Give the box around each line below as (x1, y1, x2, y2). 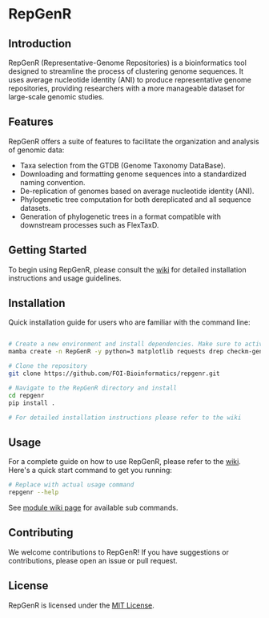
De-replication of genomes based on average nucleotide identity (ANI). (19, 186, 255, 196)
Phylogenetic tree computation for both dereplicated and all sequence (19, 194, 251, 204)
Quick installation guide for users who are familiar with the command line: (8, 317, 251, 327)
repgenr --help (8, 488, 59, 497)
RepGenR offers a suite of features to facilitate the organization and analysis (8, 136, 259, 146)
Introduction (8, 37, 72, 50)
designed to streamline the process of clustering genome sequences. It (8, 67, 244, 76)
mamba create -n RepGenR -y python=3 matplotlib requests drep (8, 348, 224, 356)
